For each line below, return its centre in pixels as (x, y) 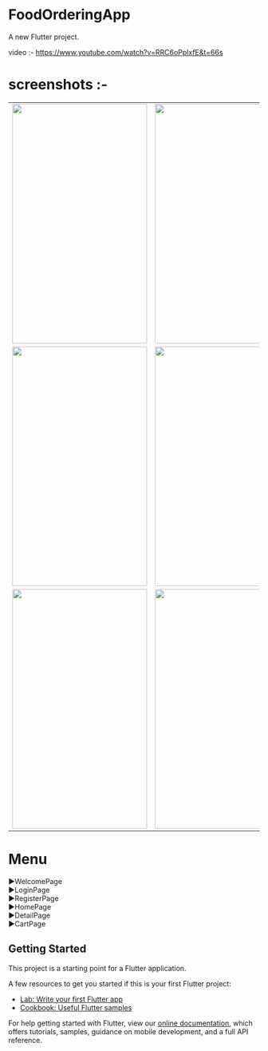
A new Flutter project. (44, 37)
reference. (25, 1040)
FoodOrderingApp (69, 15)
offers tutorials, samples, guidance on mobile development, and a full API (128, 1031)
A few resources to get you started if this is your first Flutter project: (120, 983)
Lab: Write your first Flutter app (71, 999)
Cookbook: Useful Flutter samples (76, 1007)
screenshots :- (58, 85)
